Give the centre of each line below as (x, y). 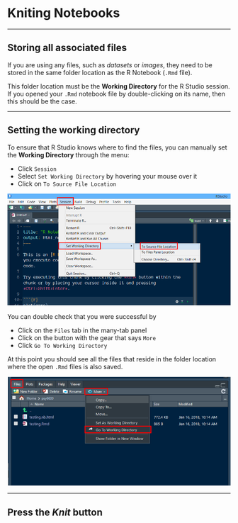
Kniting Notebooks (64, 13)
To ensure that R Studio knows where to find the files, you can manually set (118, 147)
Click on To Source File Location (67, 184)
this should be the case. (42, 101)
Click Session (37, 169)
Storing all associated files (67, 48)
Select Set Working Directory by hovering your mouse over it (107, 176)
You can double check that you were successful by (82, 316)
